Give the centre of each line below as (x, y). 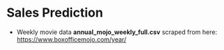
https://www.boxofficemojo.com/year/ (72, 39)
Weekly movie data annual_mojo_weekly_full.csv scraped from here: (117, 32)
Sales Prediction (55, 13)
